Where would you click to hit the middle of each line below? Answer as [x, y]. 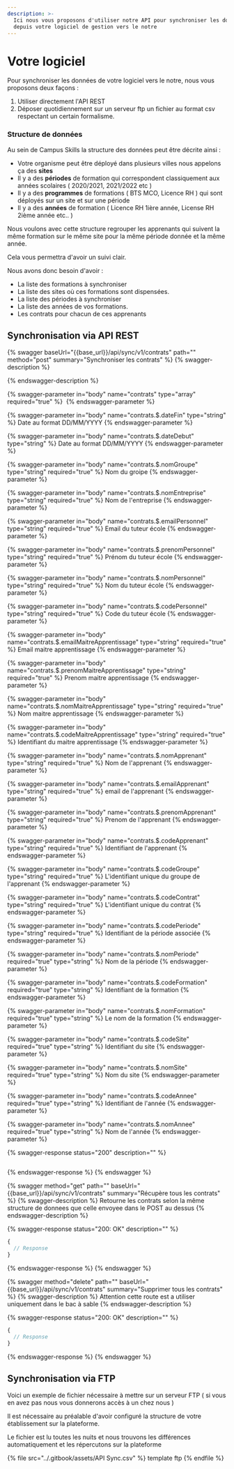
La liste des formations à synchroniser [72, 284]
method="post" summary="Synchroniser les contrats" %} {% [95, 360]
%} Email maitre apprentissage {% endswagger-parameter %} [96, 649]
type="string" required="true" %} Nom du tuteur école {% [91, 585]
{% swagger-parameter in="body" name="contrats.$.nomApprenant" [107, 755]
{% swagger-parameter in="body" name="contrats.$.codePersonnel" [107, 606]
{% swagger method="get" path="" [58, 1186]
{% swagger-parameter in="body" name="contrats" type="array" [102, 394]
